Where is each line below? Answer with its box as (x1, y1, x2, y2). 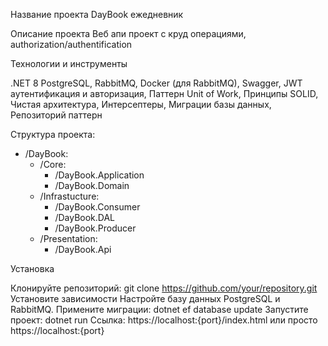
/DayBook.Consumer (54, 201, 141, 213)
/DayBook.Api (54, 244, 112, 255)
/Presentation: (39, 233, 98, 244)
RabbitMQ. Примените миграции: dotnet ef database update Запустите (10, 304, 309, 315)
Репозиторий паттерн (10, 109, 103, 121)
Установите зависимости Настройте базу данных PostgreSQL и (10, 293, 281, 304)
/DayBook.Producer (54, 222, 137, 234)
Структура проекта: (10, 129, 96, 140)
